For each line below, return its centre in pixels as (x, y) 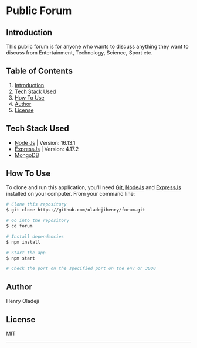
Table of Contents (40, 71)
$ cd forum (19, 226)
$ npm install (23, 242)
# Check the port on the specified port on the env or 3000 (81, 269)
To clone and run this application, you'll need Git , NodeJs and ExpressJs (94, 187)
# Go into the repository (38, 221)
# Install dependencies (35, 236)
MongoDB (27, 155)
